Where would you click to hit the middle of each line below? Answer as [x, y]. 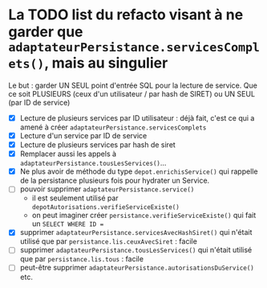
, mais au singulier [106, 63]
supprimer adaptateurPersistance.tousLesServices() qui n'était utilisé [136, 250]
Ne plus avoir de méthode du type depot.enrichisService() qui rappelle [139, 171]
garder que [46, 32]
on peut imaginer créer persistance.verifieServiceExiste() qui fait [144, 216]
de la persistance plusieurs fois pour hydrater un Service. [115, 181]
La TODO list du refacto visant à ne [126, 15]
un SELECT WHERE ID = [68, 224]
